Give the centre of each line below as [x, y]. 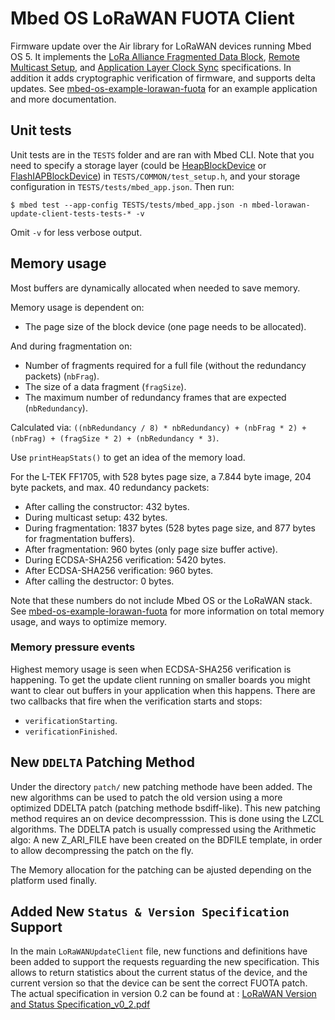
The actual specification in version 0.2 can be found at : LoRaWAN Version [163, 994]
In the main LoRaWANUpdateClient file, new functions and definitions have [159, 951]
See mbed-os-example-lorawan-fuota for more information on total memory [167, 611]
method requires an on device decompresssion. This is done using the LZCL [167, 818]
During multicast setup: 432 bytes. [96, 517]
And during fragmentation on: [71, 346]
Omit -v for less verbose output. [76, 232]
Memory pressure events [73, 647]
